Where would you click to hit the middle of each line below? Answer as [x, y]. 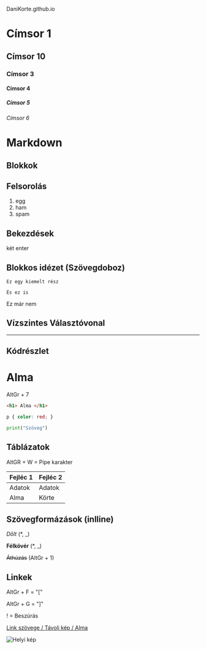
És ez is [17, 293]
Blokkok [22, 165]
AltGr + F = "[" [25, 592]
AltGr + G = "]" [25, 604]
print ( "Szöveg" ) [27, 428]
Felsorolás [27, 187]
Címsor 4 [18, 88]
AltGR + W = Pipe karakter [40, 462]
